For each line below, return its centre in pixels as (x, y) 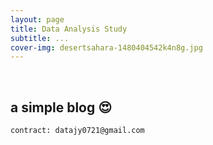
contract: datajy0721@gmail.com (77, 131)
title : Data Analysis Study (69, 29)
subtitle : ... (40, 38)
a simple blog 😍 (61, 107)
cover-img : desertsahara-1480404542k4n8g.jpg (106, 47)
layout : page (37, 19)
